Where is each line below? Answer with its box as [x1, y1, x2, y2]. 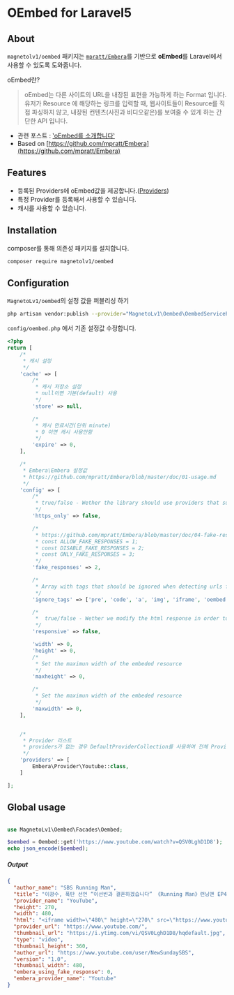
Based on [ [17, 140, 49, 147]
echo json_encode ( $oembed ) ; [7, 845, 89, 853]
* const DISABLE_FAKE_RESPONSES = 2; [35, 545, 145, 552]
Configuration [7, 277, 70, 289]
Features [7, 167, 47, 179]
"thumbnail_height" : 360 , [13, 943, 89, 950]
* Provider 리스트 [22, 737, 72, 744]
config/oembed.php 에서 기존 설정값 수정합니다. [7, 324, 137, 332]
